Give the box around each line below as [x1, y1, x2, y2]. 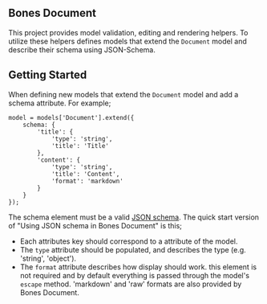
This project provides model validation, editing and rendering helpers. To [8, 27, 249, 37]
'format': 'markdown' [51, 177, 124, 185]
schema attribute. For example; [8, 98, 111, 108]
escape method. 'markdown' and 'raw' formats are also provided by [19, 279, 242, 289]
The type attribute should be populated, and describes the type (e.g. [19, 244, 246, 254]
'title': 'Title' [51, 142, 110, 150]
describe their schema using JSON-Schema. [8, 44, 156, 55]
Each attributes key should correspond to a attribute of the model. [19, 236, 238, 246]
